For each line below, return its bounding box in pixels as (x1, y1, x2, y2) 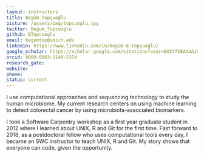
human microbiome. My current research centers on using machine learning (6, 100, 197, 107)
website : (6, 65, 29, 72)
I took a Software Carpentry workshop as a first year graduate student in (6, 118, 188, 125)
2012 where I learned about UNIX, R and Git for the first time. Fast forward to (6, 125, 198, 132)
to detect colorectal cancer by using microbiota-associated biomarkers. (6, 106, 186, 114)
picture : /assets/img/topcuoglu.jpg (6, 20, 99, 26)
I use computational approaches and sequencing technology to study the (6, 94, 189, 101)
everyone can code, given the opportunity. (6, 144, 113, 152)
